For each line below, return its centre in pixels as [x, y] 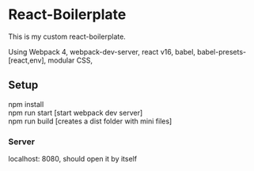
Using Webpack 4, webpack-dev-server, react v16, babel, [102, 51]
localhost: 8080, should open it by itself [72, 159]
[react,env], [27, 60]
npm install [26, 104]
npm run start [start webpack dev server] [76, 112]
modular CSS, [70, 60]
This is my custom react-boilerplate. [67, 36]
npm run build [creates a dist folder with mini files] [90, 121]
